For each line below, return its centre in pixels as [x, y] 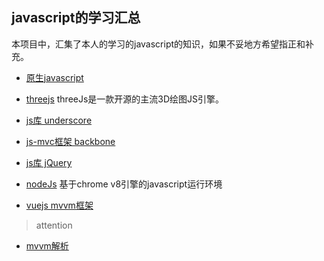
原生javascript [54, 77]
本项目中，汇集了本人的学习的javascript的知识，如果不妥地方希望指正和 [158, 44]
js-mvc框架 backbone [70, 141]
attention [54, 225]
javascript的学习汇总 [76, 18]
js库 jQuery [49, 162]
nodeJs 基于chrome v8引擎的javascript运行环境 [124, 184]
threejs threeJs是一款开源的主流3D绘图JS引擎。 [125, 99]
